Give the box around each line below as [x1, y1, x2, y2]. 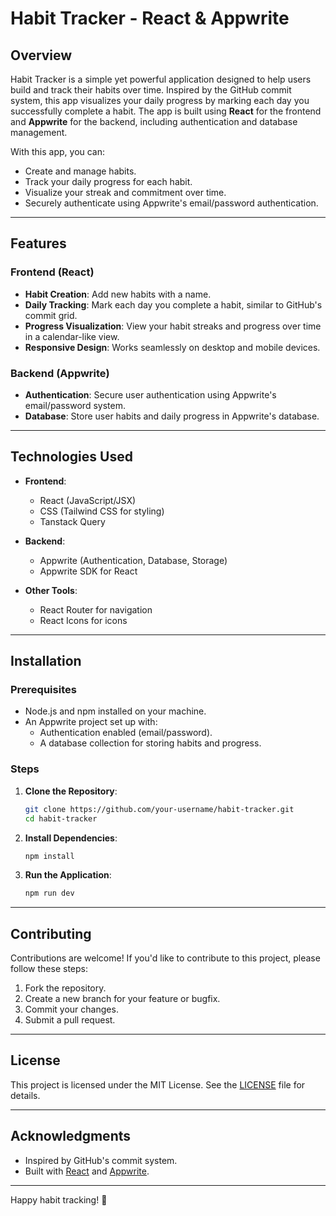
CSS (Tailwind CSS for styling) [39, 505, 165, 517]
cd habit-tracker [24, 813, 98, 824]
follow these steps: [10, 963, 88, 975]
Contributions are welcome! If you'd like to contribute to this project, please [10, 952, 321, 964]
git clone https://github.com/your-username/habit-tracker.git [24, 804, 295, 814]
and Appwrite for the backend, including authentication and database [10, 116, 298, 127]
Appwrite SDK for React [39, 565, 138, 577]
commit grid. [24, 309, 78, 321]
